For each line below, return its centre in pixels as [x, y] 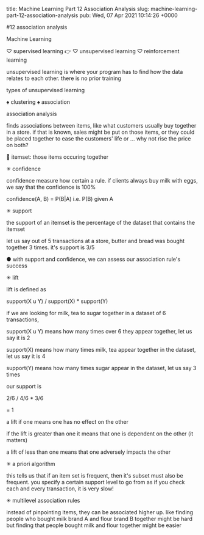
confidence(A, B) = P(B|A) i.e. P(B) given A [60, 199]
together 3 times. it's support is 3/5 [51, 247]
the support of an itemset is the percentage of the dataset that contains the [101, 223]
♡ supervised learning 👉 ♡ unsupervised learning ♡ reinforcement [93, 51]
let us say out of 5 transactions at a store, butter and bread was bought [95, 241]
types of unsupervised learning [46, 90]
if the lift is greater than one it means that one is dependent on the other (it [100, 434]
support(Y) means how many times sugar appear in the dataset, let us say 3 [101, 368]
